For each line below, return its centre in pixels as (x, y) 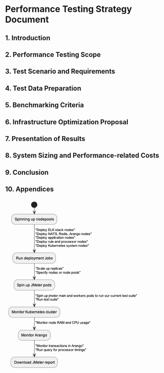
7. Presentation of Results (45, 139)
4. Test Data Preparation (43, 88)
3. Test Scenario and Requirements (60, 71)
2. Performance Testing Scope (53, 55)
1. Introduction (28, 38)
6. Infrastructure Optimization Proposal (67, 122)
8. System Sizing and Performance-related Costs (82, 156)
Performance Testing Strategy (69, 9)
